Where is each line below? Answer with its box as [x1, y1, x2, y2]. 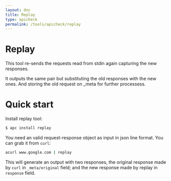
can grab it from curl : [5, 140, 51, 146]
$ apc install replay [5, 126, 52, 131]
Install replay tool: [5, 115, 42, 122]
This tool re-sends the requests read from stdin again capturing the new [5, 61, 157, 67]
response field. [5, 170, 36, 176]
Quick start [5, 99, 54, 110]
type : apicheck [5, 17, 38, 22]
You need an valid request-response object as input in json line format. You [5, 135, 163, 140]
